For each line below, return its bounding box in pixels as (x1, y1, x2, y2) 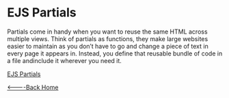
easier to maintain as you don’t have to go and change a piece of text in (7, 42, 208, 50)
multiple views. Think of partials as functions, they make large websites (7, 34, 208, 42)
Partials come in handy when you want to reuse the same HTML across (7, 27, 208, 36)
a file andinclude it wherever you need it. (7, 56, 122, 64)
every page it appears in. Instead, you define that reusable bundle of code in (7, 49, 223, 58)
